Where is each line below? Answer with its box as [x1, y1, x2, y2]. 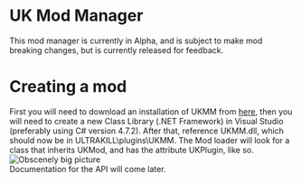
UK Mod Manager [9, 5, 144, 26]
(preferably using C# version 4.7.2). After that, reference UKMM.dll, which [9, 125, 285, 136]
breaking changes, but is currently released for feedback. [9, 44, 224, 55]
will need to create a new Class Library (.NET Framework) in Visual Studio [9, 115, 284, 126]
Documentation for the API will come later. [9, 163, 166, 174]
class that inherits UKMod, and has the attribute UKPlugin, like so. [9, 144, 255, 155]
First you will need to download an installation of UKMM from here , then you [9, 105, 293, 117]
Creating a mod [9, 77, 127, 97]
